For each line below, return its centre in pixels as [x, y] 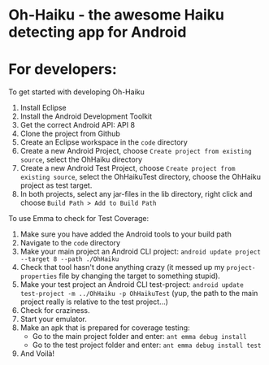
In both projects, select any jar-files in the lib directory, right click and [136, 194]
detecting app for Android [98, 32]
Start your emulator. [53, 319]
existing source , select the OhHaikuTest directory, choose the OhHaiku [141, 177]
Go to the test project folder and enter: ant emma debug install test [147, 345]
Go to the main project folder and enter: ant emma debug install [139, 337]
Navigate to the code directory [70, 243]
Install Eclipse [43, 108]
